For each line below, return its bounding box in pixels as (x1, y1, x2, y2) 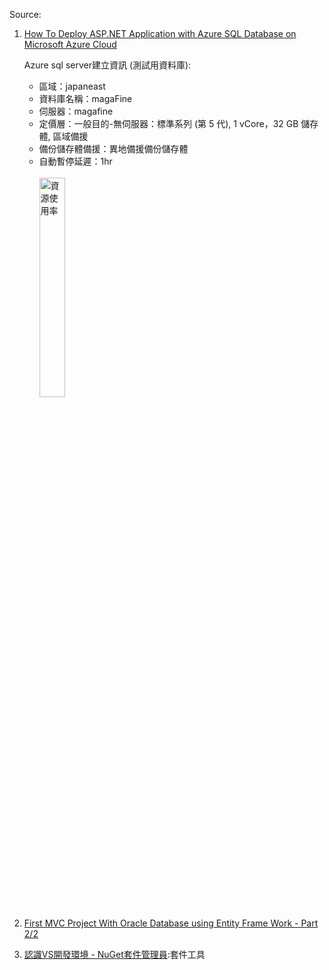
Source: (9, 9, 42, 20)
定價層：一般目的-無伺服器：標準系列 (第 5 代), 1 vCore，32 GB (38, 118, 299, 129)
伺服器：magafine (38, 105, 114, 117)
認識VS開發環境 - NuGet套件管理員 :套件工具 (23, 949, 206, 960)
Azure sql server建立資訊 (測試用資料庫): (23, 59, 192, 71)
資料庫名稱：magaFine (38, 93, 133, 104)
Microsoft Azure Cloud (23, 39, 117, 50)
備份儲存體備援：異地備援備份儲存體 (38, 143, 189, 154)
